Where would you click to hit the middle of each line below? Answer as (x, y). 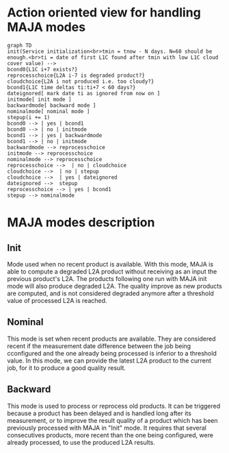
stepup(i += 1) (29, 117)
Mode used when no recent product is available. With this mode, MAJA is (110, 264)
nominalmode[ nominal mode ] (49, 111)
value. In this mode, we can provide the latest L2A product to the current (109, 360)
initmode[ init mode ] (39, 99)
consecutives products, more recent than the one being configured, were (110, 435)
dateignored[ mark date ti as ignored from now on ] (84, 93)
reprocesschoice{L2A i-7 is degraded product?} (76, 75)
